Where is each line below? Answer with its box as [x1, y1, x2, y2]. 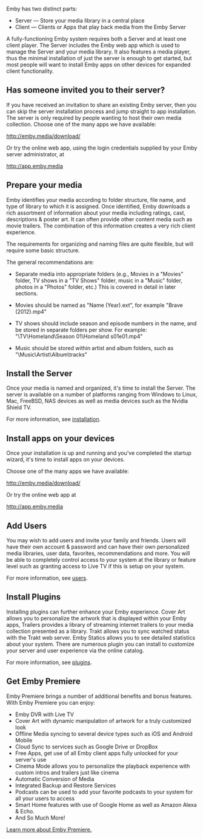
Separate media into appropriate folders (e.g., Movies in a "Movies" [15, 270, 184, 277]
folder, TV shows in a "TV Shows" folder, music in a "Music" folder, [15, 277, 183, 284]
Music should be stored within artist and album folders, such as [15, 344, 174, 351]
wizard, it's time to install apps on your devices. [6, 456, 125, 463]
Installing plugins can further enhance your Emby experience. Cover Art [6, 608, 185, 615]
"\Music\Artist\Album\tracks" [15, 351, 88, 358]
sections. [15, 289, 38, 297]
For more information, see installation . [6, 416, 101, 423]
